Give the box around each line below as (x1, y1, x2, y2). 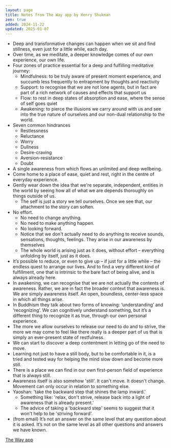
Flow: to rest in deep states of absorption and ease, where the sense (20, 95, 165, 101)
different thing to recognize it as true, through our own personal (12, 313, 147, 319)
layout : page (5, 7, 33, 13)
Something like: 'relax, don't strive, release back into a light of (20, 394, 151, 400)
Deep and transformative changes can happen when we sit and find (12, 40, 156, 47)
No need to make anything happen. (20, 220, 94, 226)
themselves (20, 242, 45, 248)
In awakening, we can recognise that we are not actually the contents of (12, 280, 164, 286)
